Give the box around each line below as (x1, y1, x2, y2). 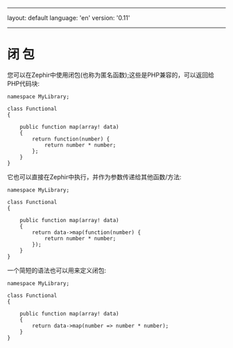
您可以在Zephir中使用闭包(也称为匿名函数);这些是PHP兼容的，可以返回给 (7, 71, 215, 79)
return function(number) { (32, 136, 110, 143)
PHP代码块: (7, 79, 40, 87)
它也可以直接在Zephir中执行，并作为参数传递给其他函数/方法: (7, 172, 182, 181)
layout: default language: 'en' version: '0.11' (7, 14, 130, 21)
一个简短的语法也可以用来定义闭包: (7, 266, 107, 274)
